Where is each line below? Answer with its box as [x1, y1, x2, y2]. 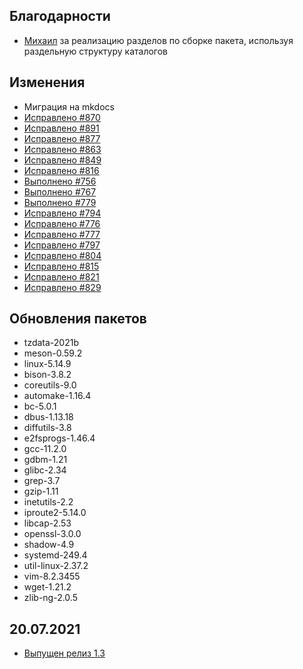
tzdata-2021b [23, 337, 79, 349]
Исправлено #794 [23, 207, 102, 219]
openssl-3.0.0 [23, 528, 82, 540]
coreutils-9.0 [23, 379, 77, 391]
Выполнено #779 [23, 196, 97, 208]
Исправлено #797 [23, 239, 101, 251]
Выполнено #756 [23, 175, 97, 187]
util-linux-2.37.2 [23, 560, 89, 572]
